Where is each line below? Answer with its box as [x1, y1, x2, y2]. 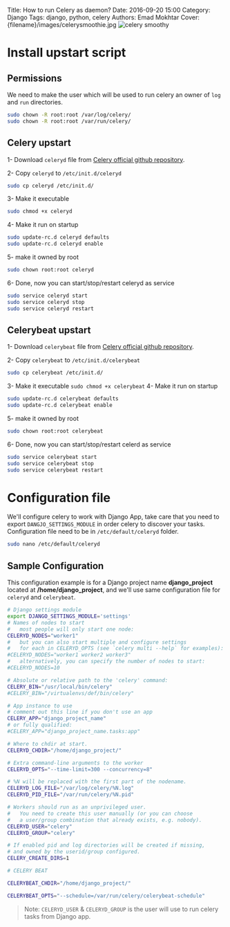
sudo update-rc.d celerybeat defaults [7, 395, 119, 402]
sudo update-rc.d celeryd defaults [7, 234, 110, 241]
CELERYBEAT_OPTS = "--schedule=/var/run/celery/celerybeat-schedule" [7, 892, 206, 899]
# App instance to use [7, 702, 73, 709]
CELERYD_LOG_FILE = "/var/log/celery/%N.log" [7, 785, 135, 792]
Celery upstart [7, 137, 71, 149]
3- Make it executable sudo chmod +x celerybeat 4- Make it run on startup [7, 382, 218, 390]
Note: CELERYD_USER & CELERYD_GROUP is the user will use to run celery [23, 905, 219, 913]
